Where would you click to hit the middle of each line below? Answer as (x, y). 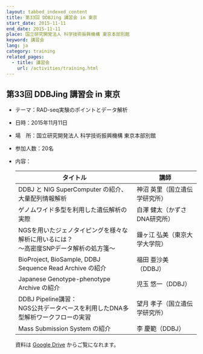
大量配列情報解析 (42, 198)
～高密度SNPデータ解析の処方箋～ (67, 249)
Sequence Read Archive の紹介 (62, 268)
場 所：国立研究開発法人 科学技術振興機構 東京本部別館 (85, 136)
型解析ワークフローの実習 (54, 317)
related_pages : (25, 57)
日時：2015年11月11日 (41, 123)
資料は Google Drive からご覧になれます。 (67, 345)
